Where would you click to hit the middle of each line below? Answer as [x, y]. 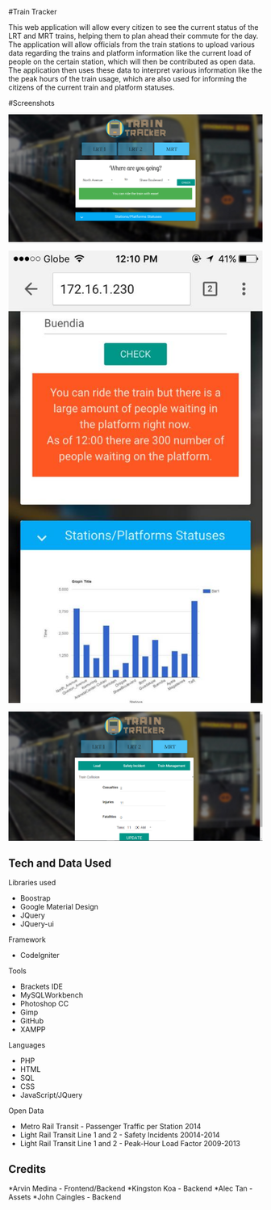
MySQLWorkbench [51, 995]
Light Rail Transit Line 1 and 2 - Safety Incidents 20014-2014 [120, 1135]
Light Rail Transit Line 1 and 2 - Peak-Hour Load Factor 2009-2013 [130, 1144]
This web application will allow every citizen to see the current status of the [133, 27]
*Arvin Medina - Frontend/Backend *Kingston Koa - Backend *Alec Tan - [131, 1189]
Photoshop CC [44, 1004]
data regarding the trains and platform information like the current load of [130, 53]
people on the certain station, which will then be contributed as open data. [132, 61]
